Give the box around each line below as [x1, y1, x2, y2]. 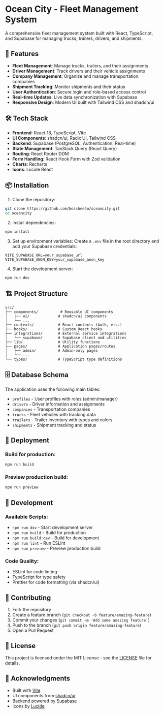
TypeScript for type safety [12, 574, 66, 580]
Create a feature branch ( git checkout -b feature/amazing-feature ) [12, 612, 152, 618]
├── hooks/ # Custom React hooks [5, 326, 102, 332]
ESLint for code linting [12, 569, 58, 575]
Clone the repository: [12, 197, 56, 203]
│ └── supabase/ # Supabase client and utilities [5, 335, 127, 340]
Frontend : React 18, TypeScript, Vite [12, 129, 86, 136]
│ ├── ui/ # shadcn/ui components [5, 313, 107, 318]
